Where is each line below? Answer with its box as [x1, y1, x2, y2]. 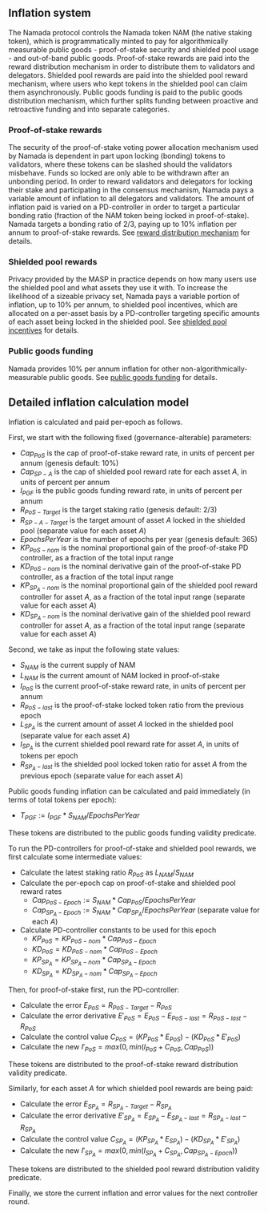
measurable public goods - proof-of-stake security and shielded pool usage [8, 44, 259, 55]
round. [8, 1196, 30, 1206]
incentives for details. [8, 325, 79, 335]
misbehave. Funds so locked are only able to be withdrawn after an [8, 168, 230, 178]
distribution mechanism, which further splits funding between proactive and [8, 95, 258, 105]
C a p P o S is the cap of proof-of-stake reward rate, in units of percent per [19, 448, 255, 459]
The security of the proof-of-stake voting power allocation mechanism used [8, 143, 258, 152]
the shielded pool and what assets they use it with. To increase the [8, 283, 228, 293]
